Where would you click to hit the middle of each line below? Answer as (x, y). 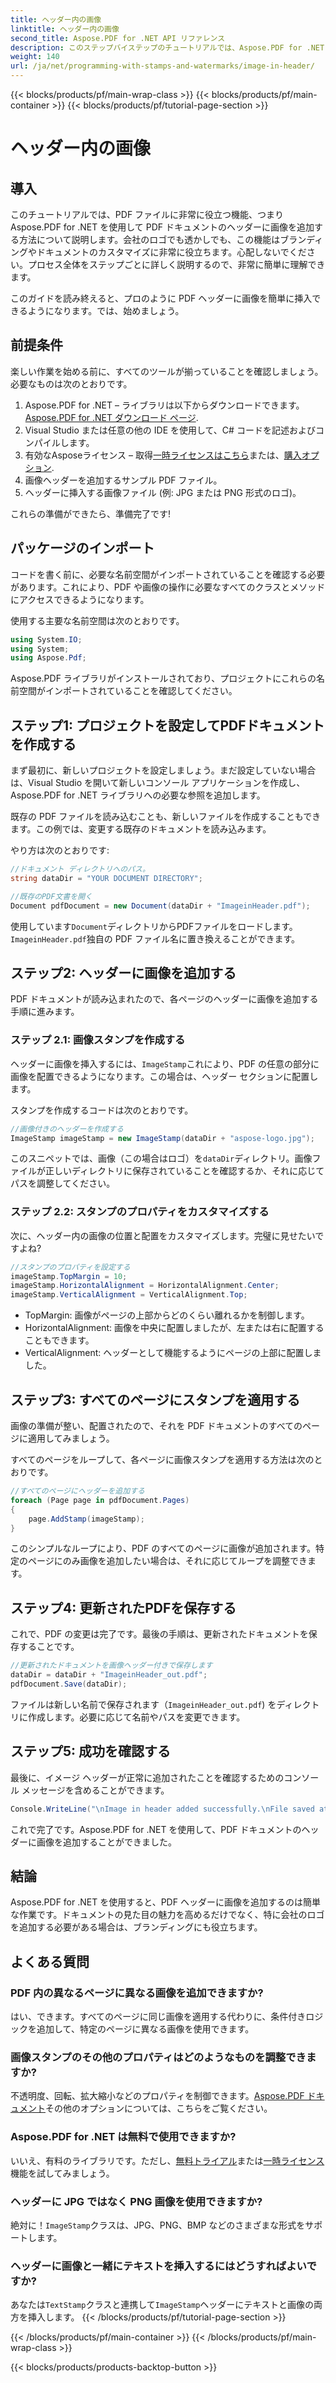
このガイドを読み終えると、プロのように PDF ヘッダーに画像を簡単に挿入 (161, 298)
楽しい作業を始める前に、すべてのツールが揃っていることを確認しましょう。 (167, 371)
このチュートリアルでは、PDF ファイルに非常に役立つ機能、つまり (147, 214)
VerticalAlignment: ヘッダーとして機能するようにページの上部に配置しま (173, 1353)
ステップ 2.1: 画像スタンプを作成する (98, 1040)
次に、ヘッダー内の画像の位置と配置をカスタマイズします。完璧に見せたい (163, 1235)
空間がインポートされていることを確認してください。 (128, 691)
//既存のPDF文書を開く (51, 896)
